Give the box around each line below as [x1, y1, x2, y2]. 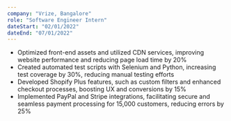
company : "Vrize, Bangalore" [7, 10, 92, 17]
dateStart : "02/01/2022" [7, 23, 79, 30]
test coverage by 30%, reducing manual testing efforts [17, 71, 175, 79]
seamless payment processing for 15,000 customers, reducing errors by [17, 100, 225, 108]
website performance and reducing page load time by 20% [17, 56, 187, 64]
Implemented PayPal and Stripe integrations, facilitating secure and [17, 93, 211, 101]
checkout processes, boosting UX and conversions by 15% [17, 85, 186, 93]
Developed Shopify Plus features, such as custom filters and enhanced [17, 77, 221, 86]
